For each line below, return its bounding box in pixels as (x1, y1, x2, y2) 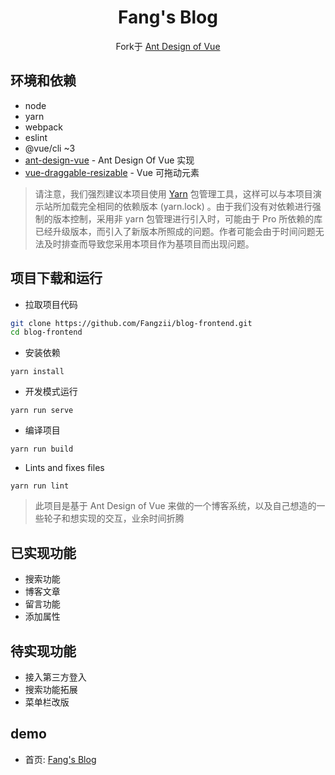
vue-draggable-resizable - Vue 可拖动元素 (24, 166, 200, 178)
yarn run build (10, 444, 74, 455)
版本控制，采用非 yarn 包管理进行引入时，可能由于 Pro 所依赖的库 (52, 212, 323, 225)
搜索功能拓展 (24, 683, 78, 695)
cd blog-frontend (10, 327, 83, 338)
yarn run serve (10, 406, 74, 416)
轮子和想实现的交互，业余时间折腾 (43, 512, 185, 525)
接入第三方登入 (24, 671, 87, 683)
